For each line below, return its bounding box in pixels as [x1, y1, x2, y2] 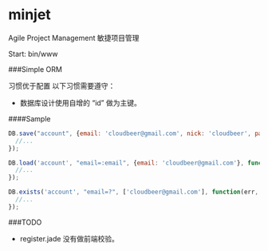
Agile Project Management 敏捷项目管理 [8, 33, 140, 42]
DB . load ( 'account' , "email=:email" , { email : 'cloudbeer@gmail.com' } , [8, 158, 245, 167]
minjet [8, 6, 52, 24]
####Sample [8, 114, 51, 123]
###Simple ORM [8, 64, 62, 74]
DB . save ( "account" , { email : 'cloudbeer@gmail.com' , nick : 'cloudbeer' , [8, 129, 251, 137]
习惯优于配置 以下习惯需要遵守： [8, 81, 116, 90]
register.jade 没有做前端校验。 [19, 233, 120, 243]
